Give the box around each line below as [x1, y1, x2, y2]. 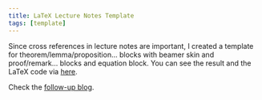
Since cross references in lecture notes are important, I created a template [8, 41, 254, 50]
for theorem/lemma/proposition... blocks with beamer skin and [8, 50, 215, 59]
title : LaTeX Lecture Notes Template [8, 11, 135, 20]
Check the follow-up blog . [8, 82, 95, 92]
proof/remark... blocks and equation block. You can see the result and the [8, 58, 252, 68]
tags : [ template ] [8, 19, 67, 27]
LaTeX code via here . [8, 66, 78, 76]
